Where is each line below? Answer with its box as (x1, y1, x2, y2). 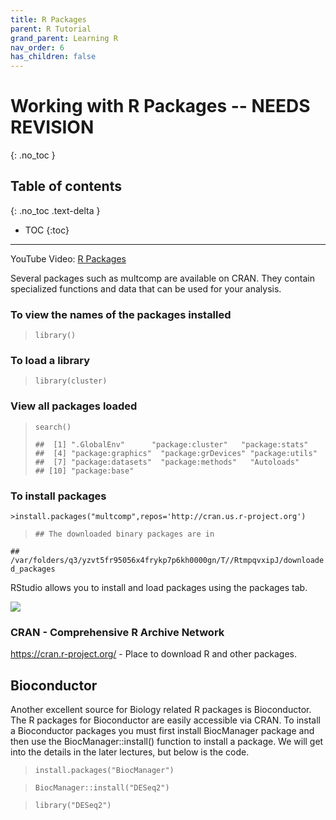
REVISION (10, 116, 95, 139)
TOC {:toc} (24, 224, 70, 236)
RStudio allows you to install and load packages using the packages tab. (10, 582, 308, 594)
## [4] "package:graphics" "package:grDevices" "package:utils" (34, 448, 318, 458)
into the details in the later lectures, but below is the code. (10, 746, 250, 758)
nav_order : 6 (10, 42, 65, 53)
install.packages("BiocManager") (34, 766, 175, 776)
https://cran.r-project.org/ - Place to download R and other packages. (10, 648, 297, 660)
